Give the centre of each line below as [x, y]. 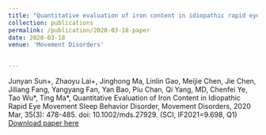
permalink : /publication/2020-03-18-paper [79, 30]
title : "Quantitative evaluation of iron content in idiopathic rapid [127, 15]
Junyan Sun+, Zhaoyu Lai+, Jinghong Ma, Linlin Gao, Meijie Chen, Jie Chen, [132, 81]
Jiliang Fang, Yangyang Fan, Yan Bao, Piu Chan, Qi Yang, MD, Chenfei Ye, [128, 90]
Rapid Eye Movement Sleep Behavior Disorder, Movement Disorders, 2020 [130, 107]
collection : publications [51, 23]
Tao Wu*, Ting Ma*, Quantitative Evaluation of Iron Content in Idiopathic [125, 98]
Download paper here [44, 123]
